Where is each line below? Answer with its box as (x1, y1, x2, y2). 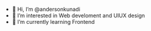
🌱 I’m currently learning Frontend (12, 18, 95, 25)
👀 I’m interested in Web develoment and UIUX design (12, 12, 145, 19)
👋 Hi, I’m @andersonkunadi (12, 6, 80, 13)
